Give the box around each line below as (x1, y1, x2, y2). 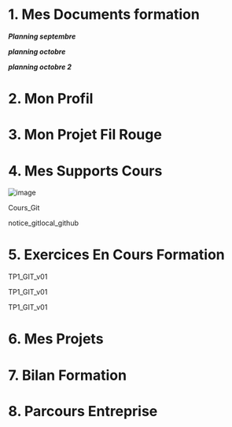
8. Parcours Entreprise (8, 402, 158, 420)
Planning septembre (8, 32, 76, 41)
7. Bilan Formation (8, 366, 127, 384)
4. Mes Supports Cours (8, 162, 163, 180)
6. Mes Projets (8, 330, 104, 348)
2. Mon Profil (8, 90, 94, 108)
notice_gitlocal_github (8, 218, 79, 228)
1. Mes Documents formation (8, 6, 201, 24)
